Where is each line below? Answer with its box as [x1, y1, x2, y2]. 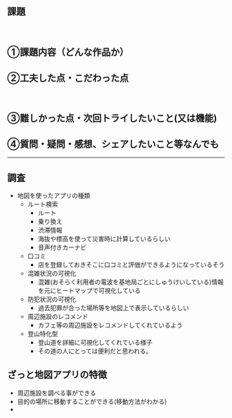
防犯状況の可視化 [27, 295, 77, 303]
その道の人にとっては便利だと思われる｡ [37, 347, 150, 355]
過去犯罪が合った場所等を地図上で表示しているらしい [37, 304, 189, 312]
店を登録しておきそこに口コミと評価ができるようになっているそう [37, 260, 225, 269]
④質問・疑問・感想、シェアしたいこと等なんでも [7, 138, 220, 150]
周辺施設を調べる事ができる [17, 388, 97, 397]
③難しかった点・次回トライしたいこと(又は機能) [7, 113, 217, 124]
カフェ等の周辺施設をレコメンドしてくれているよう [37, 321, 183, 330]
